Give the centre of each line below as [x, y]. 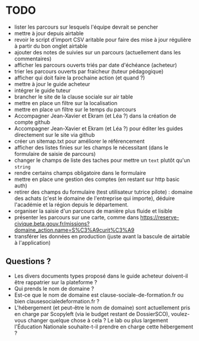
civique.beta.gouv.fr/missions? [52, 223]
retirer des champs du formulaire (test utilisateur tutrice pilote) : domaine [103, 192]
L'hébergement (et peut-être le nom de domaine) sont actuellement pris [102, 308]
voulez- [181, 314]
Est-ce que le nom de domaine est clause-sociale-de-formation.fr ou [99, 295]
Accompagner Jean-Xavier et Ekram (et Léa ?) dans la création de [95, 116]
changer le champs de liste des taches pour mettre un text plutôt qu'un [102, 160]
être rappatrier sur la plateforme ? [56, 282]
